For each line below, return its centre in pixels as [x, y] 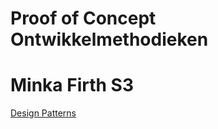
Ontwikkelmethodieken [109, 39]
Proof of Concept [83, 18]
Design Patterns [43, 113]
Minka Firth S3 [72, 85]
